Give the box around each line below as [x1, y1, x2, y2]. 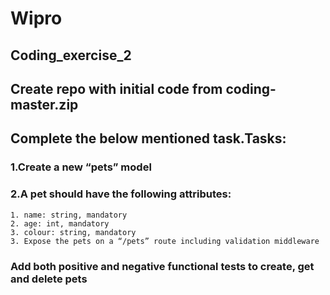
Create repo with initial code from [10, 80, 223, 97]
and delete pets [10, 272, 88, 286]
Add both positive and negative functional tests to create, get [10, 259, 315, 273]
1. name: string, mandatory [10, 210, 128, 220]
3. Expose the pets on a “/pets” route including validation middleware [10, 236, 320, 246]
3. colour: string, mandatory [10, 227, 137, 237]
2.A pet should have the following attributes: [10, 187, 232, 201]
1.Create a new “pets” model [10, 160, 152, 174]
